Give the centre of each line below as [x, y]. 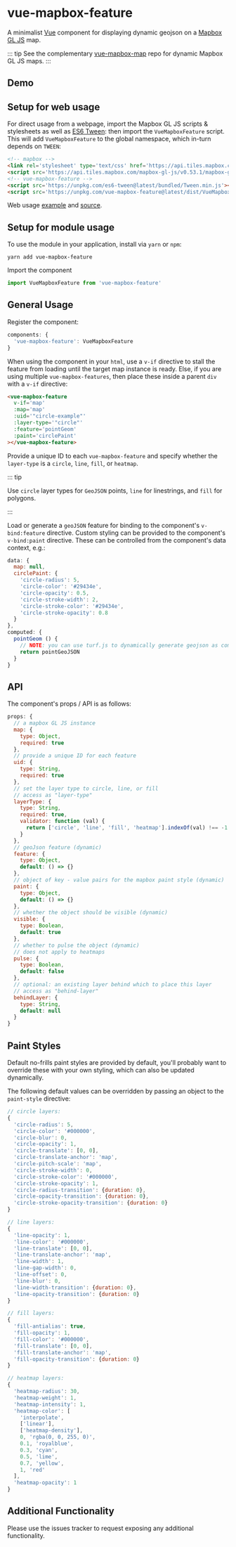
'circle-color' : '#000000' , [55, 1131]
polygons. [22, 498]
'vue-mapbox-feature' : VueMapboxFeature [73, 341]
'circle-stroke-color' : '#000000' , [66, 1177]
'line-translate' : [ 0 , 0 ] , [53, 1248]
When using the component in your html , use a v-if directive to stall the [111, 361]
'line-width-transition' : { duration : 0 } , [75, 1288]
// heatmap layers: [36, 1378]
